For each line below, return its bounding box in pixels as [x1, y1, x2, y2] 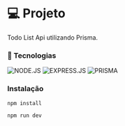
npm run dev [7, 112, 42, 119]
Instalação [7, 84, 44, 94]
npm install [7, 100, 42, 107]
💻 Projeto [7, 6, 66, 22]
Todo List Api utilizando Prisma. [7, 33, 98, 42]
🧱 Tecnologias [7, 50, 57, 60]
